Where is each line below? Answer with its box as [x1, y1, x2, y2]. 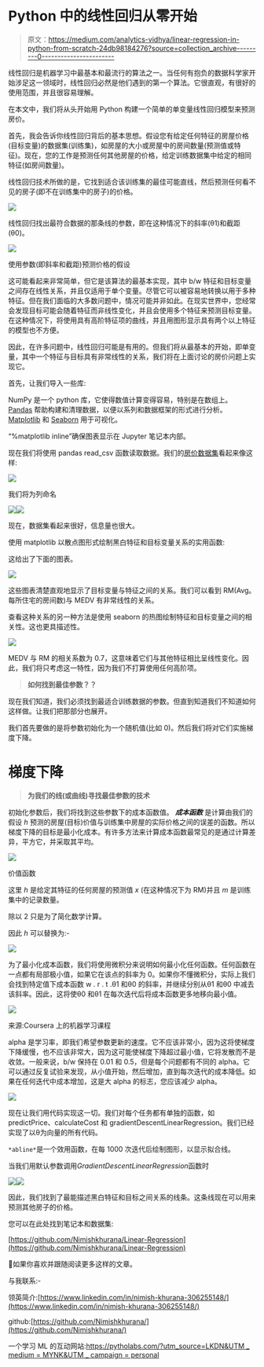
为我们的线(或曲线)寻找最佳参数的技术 [27, 790, 151, 800]
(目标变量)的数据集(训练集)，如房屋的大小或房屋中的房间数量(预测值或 [8, 141, 234, 150]
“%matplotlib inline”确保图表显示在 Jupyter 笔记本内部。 [8, 431, 190, 441]
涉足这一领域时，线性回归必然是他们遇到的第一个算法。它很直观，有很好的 [14, 78, 256, 87]
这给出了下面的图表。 [8, 554, 77, 563]
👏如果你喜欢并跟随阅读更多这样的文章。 [8, 1259, 137, 1269]
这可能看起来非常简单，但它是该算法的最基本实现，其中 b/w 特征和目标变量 [8, 276, 251, 285]
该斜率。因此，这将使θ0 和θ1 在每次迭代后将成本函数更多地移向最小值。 [8, 989, 241, 999]
